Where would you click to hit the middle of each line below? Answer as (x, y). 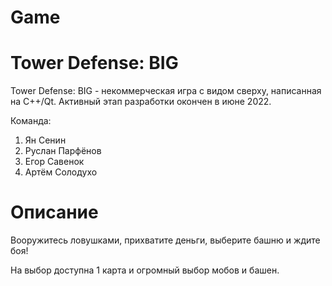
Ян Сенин (45, 140)
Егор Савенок (54, 162)
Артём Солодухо (61, 172)
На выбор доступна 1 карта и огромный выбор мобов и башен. (145, 270)
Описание (54, 212)
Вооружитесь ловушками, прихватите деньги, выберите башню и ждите (165, 240)
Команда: (31, 121)
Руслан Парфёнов (63, 151)
